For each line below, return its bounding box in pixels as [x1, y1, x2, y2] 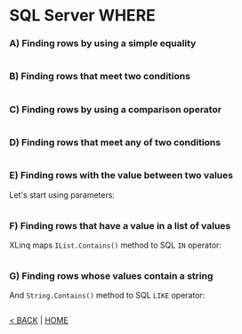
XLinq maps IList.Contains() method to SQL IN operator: [9, 240, 222, 250]
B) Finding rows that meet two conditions [9, 70, 191, 83]
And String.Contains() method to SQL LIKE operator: [9, 290, 206, 301]
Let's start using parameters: [9, 189, 116, 200]
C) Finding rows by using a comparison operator [9, 103, 222, 116]
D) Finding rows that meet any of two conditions [9, 136, 221, 148]
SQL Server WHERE [9, 5, 156, 26]
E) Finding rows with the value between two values [9, 169, 234, 182]
